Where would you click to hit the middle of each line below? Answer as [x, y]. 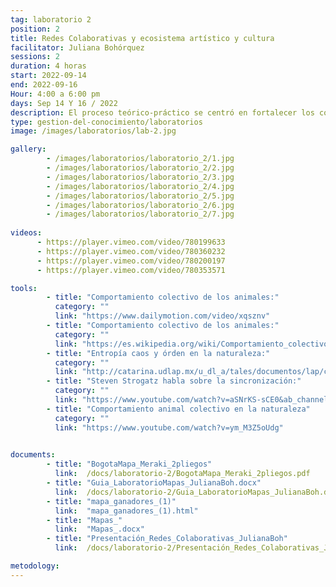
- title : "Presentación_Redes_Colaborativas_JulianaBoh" [167, 539]
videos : [26, 233]
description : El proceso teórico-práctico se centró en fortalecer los [162, 112]
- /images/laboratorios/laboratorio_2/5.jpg [140, 196]
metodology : [35, 566]
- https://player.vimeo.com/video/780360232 [131, 251]
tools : [24, 288]
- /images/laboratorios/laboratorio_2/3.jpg [140, 177]
